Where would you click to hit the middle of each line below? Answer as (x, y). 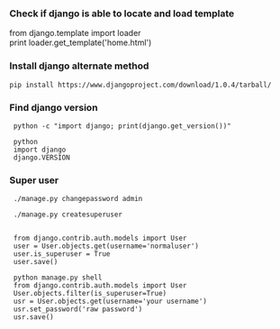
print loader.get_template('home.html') (81, 42)
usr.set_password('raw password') (78, 309)
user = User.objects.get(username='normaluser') (106, 246)
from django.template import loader (75, 33)
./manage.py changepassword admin (78, 199)
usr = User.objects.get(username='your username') (110, 302)
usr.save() (33, 317)
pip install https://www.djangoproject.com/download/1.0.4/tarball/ (140, 85)
